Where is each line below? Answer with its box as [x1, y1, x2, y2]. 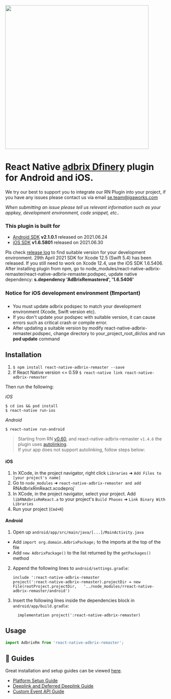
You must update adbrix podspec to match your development [12, 303, 141, 309]
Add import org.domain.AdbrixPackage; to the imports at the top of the [12, 539, 161, 545]
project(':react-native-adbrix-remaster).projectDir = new [12, 579, 141, 585]
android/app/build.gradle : [12, 602, 69, 609]
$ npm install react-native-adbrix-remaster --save [12, 365, 125, 370]
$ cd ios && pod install [5, 404, 58, 409]
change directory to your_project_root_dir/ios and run [53, 330, 165, 336]
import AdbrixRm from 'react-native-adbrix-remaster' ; [5, 640, 124, 645]
